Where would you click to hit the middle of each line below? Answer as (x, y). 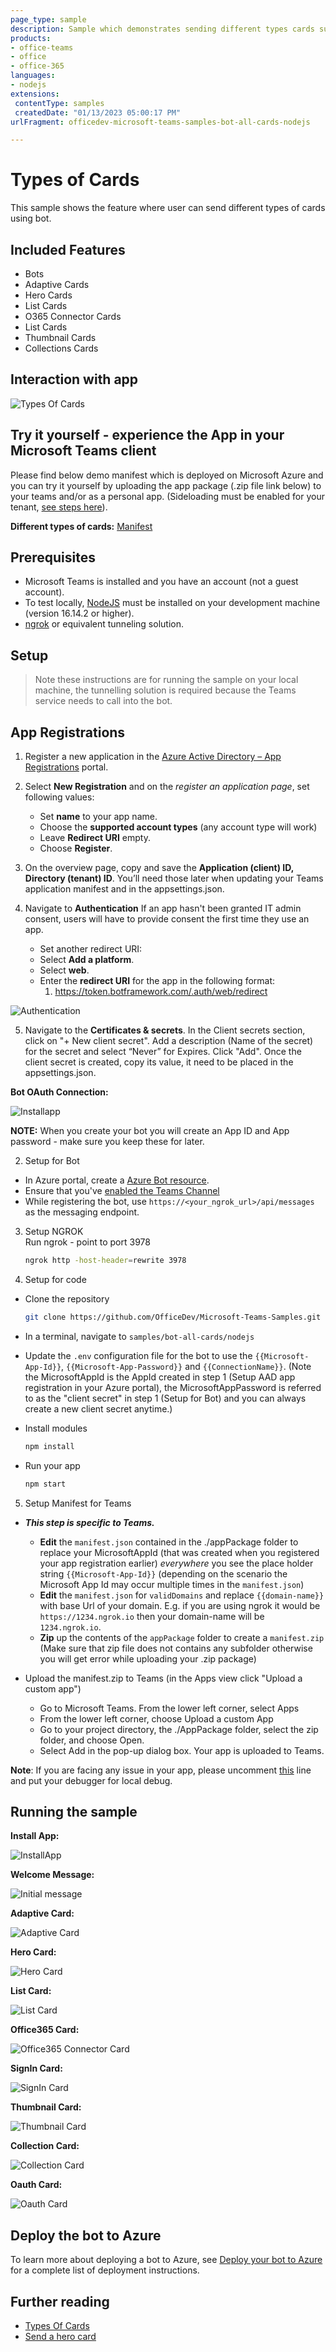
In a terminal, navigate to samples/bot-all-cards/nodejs (139, 1336)
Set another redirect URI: (91, 949)
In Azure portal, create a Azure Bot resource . (117, 1180)
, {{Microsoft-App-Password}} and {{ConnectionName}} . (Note (186, 1366)
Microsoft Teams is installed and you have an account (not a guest (161, 582)
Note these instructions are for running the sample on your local (166, 680)
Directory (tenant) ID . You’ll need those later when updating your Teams (174, 878)
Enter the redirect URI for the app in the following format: (157, 981)
